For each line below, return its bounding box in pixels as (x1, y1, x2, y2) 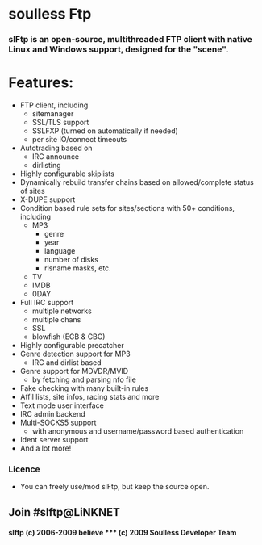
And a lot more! (19, 443, 72, 453)
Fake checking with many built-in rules (19, 384, 149, 393)
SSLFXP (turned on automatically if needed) (31, 126, 179, 136)
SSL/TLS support (31, 118, 89, 128)
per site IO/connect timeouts (31, 135, 127, 145)
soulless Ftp (8, 5, 92, 23)
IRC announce (31, 152, 80, 161)
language (44, 246, 76, 256)
